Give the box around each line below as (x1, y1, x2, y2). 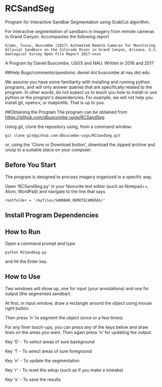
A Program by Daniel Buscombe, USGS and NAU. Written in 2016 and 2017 (5, 60, 154, 66)
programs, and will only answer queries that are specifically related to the (5, 84, 152, 90)
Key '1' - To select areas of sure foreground (5, 348, 92, 354)
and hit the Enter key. (5, 258, 48, 264)
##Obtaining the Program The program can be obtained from (5, 109, 127, 115)
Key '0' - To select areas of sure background (5, 339, 95, 345)
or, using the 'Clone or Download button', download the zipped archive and (5, 142, 156, 147)
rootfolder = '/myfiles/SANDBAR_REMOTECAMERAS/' (5, 198, 106, 203)
